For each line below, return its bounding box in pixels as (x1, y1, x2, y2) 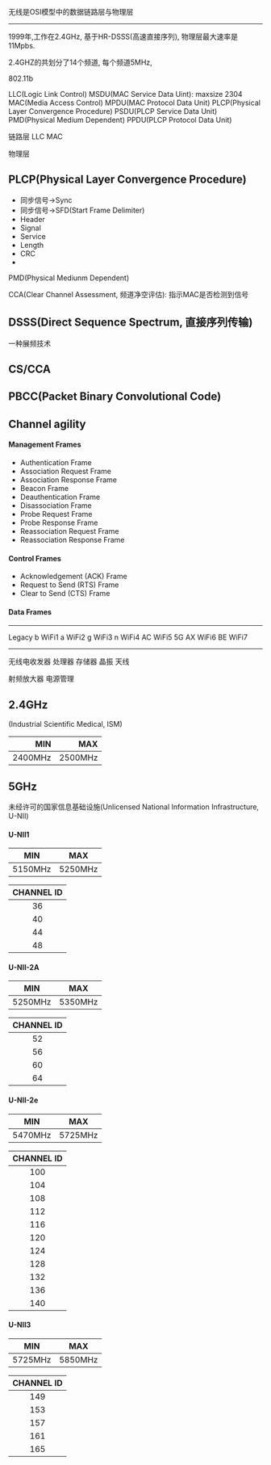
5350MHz (59, 997, 98, 1008)
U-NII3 (8, 1320, 31, 1330)
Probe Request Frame (19, 510, 93, 518)
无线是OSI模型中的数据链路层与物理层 (8, 7, 134, 16)
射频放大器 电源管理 (8, 674, 74, 684)
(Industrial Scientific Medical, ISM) (8, 720, 123, 729)
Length (19, 240, 44, 250)
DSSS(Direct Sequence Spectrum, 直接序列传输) (8, 316, 253, 330)
